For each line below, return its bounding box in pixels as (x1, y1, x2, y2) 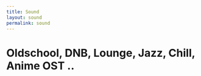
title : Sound (6, 8, 40, 15)
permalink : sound (6, 20, 51, 26)
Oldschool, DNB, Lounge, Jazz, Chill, (6, 46, 196, 60)
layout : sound (6, 14, 43, 21)
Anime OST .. (6, 59, 75, 72)
